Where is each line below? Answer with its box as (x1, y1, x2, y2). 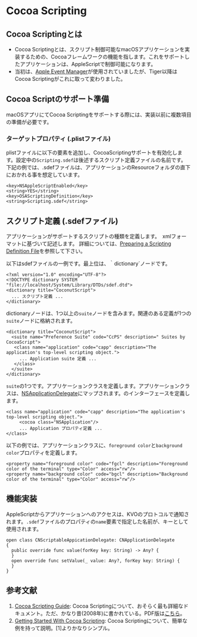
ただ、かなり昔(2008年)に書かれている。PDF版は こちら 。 (45, 609, 186, 617)
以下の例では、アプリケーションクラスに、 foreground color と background (6, 441, 183, 449)
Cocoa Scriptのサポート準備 (6, 94, 109, 104)
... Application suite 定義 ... (19, 356, 97, 362)
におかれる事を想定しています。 (6, 171, 84, 178)
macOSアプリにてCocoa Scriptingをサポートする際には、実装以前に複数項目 (6, 111, 192, 118)
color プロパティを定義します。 (6, 449, 81, 456)
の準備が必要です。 (6, 118, 52, 125)
